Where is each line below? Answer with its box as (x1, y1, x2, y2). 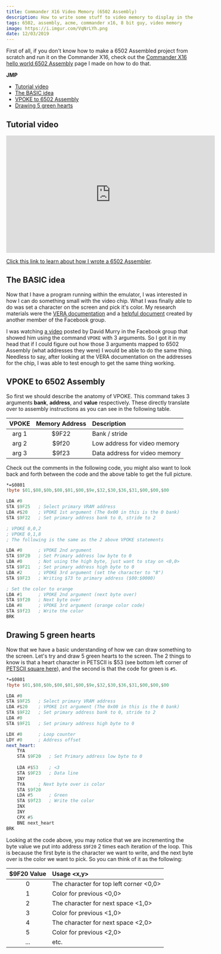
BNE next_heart (17, 820, 55, 826)
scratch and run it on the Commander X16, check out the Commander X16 (6, 54, 188, 61)
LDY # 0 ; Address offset (6, 737, 82, 743)
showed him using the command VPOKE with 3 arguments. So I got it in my (6, 334, 186, 341)
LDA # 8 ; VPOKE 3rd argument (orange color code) (6, 603, 145, 609)
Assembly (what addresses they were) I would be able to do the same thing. (6, 346, 192, 354)
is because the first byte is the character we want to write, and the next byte (6, 849, 194, 856)
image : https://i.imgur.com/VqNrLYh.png (6, 25, 108, 32)
